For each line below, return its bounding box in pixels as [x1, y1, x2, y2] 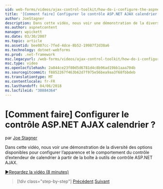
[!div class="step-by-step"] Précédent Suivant [16, 178, 110, 184]
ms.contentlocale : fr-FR [5, 79, 55, 84]
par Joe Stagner [5, 135, 38, 141]
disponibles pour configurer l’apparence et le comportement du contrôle [5, 149, 149, 155]
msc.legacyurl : [5, 57, 36, 61]
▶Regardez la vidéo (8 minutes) [5, 169, 69, 175]
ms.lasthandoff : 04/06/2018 [5, 83, 62, 88]
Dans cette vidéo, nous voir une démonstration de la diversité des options [5, 145, 153, 150]
